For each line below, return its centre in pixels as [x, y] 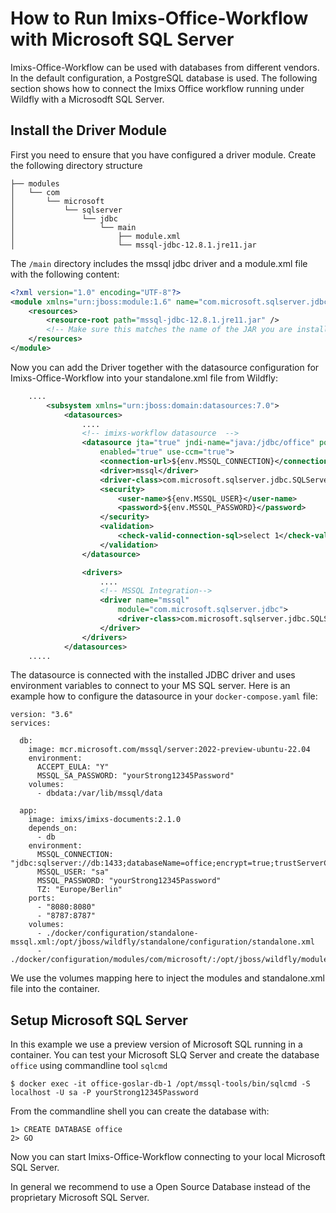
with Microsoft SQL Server [122, 39]
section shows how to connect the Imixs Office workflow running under [157, 88]
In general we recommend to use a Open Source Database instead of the [160, 1187]
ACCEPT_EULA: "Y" [73, 767]
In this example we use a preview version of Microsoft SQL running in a [156, 1044]
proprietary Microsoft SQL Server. [80, 1198]
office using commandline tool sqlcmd [89, 1066]
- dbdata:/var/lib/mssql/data [99, 793]
